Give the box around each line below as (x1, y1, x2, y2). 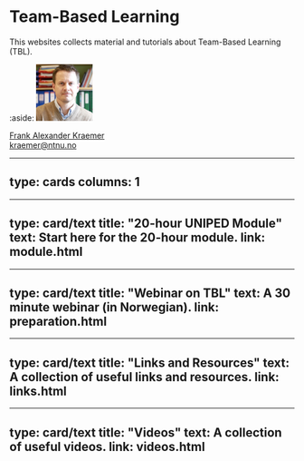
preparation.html (9, 313, 107, 329)
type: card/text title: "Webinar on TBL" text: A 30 (9, 285, 291, 300)
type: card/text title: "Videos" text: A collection (9, 425, 282, 440)
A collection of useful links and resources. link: (9, 369, 280, 385)
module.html (9, 244, 83, 260)
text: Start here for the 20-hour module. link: (9, 230, 266, 246)
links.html (9, 383, 68, 398)
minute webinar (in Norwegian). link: (9, 299, 220, 315)
